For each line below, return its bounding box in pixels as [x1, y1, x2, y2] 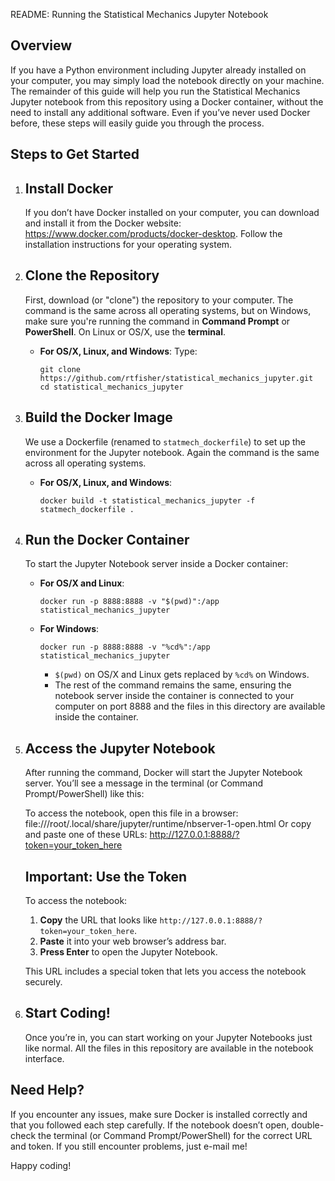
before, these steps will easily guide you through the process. [10, 117, 265, 129]
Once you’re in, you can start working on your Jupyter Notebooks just [24, 1031, 313, 1043]
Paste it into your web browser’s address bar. [39, 935, 227, 948]
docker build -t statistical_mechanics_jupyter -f [39, 495, 256, 506]
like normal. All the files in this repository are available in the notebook [24, 1042, 314, 1054]
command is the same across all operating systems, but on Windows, [24, 304, 312, 316]
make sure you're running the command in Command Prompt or [24, 315, 291, 327]
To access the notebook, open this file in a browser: [24, 807, 239, 819]
